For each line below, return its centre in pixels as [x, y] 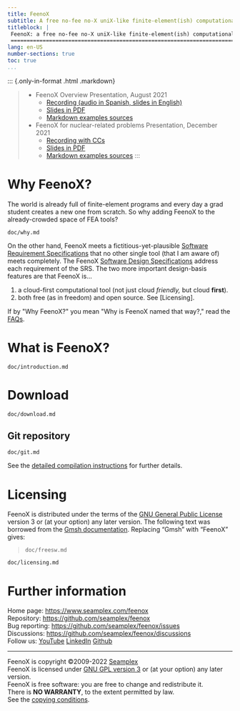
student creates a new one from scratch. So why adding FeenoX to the [111, 212]
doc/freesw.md [46, 550]
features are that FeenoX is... [50, 276]
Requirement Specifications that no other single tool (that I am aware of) [114, 253]
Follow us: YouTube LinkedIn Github [60, 641]
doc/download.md [31, 414]
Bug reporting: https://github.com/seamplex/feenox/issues [94, 626]
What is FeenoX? [59, 348]
